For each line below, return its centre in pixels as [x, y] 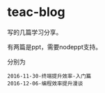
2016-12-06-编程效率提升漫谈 [45, 83]
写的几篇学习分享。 [35, 32]
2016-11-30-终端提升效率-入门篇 [49, 76]
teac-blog [36, 12]
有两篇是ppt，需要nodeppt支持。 [55, 46]
